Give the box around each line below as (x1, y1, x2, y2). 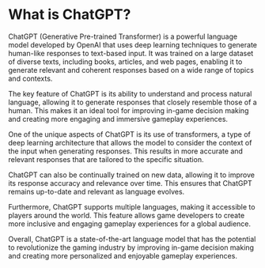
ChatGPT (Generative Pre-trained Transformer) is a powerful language (8, 32, 238, 41)
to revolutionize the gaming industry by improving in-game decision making (8, 243, 255, 252)
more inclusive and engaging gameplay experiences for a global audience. (8, 219, 252, 228)
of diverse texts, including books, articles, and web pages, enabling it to (8, 57, 243, 66)
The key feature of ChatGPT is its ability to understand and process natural (8, 89, 252, 98)
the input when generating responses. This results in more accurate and (8, 146, 244, 156)
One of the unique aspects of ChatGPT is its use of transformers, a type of (8, 129, 252, 139)
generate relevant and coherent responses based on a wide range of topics (8, 65, 255, 74)
